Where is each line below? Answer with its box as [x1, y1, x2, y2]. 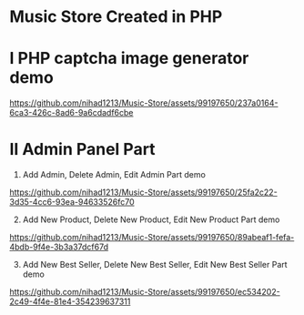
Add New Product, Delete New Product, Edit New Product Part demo [22, 214, 280, 225]
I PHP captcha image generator [9, 48, 249, 69]
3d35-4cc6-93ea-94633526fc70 [9, 197, 135, 208]
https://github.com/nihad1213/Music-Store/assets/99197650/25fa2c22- [9, 187, 278, 198]
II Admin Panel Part [9, 139, 157, 160]
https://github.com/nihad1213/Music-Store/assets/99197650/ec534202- [9, 287, 280, 298]
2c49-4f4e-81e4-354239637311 [9, 296, 131, 307]
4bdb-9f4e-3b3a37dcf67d [9, 241, 109, 252]
